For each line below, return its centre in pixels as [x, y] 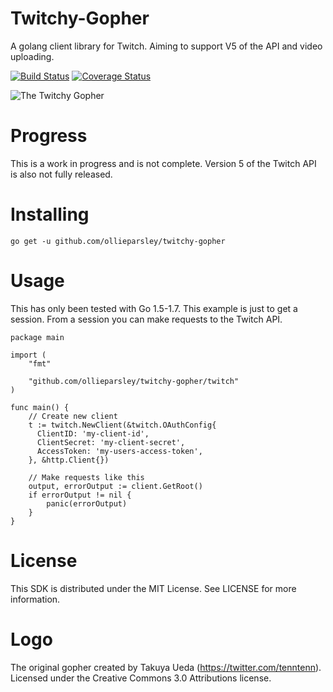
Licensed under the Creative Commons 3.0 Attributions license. [141, 678]
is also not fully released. [61, 174]
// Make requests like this [86, 477]
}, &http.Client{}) [69, 460]
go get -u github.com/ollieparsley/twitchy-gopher [118, 241]
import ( [28, 355]
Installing [50, 214]
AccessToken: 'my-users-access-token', [119, 451]
